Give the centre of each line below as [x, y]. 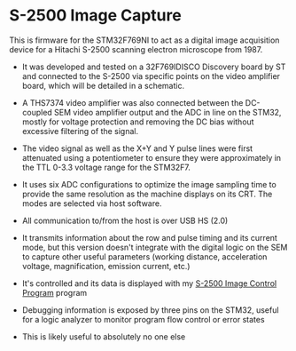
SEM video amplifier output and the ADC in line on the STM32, [168, 112]
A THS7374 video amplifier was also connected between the [132, 102]
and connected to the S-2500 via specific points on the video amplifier [151, 76]
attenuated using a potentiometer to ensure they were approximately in [152, 157]
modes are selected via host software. [92, 203]
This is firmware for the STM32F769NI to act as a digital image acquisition [144, 40]
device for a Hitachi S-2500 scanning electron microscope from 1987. [136, 49]
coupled [37, 112]
